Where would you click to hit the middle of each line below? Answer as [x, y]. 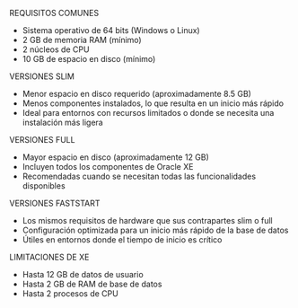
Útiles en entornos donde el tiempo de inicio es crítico [122, 240]
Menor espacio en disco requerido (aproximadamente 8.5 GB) [136, 94]
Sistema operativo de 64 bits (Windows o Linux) [111, 30]
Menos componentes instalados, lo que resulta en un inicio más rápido [153, 103]
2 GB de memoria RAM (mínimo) [82, 40]
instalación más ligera [62, 122]
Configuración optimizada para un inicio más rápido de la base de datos [155, 230]
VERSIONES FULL [42, 140]
